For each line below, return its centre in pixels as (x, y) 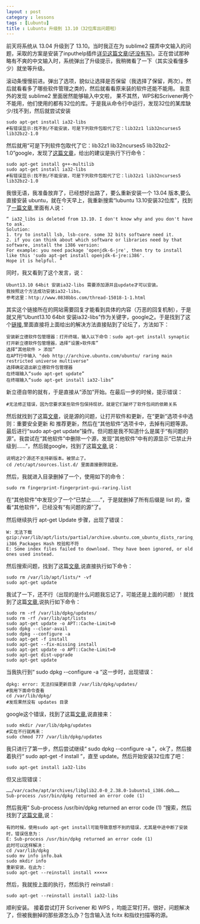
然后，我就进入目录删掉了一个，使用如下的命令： (66, 477)
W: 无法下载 (19, 532)
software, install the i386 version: (53, 245)
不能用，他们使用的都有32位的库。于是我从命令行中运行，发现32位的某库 (96, 103)
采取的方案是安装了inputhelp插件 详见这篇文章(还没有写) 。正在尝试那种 (103, 54)
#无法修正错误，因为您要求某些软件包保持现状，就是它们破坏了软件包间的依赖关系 (92, 404)
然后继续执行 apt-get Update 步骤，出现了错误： (65, 520)
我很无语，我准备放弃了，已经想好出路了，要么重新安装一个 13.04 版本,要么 (99, 193)
